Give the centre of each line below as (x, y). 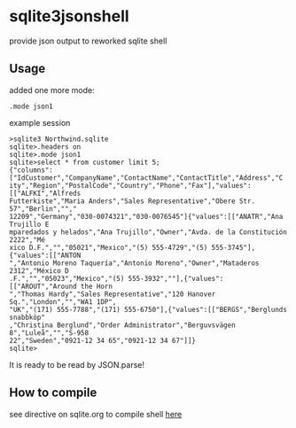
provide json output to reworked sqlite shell (88, 41)
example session (40, 122)
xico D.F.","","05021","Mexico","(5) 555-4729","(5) (109, 247)
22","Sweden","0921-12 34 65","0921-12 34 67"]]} (103, 340)
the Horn (97, 286)
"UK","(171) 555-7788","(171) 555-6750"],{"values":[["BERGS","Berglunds (148, 309)
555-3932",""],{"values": (176, 278)
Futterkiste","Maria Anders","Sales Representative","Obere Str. (132, 201)
